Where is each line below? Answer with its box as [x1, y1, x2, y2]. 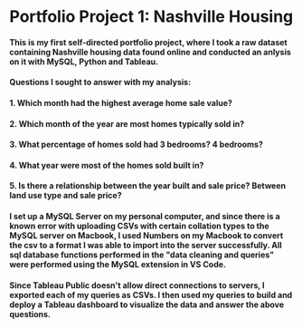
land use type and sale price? [9, 190, 122, 201]
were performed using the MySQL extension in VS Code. [9, 258, 226, 269]
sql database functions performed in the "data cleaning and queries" [9, 249, 274, 260]
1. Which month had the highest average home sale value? [9, 97, 233, 108]
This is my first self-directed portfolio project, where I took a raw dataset [9, 36, 288, 47]
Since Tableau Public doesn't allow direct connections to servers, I [9, 279, 265, 291]
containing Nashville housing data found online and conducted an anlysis [9, 46, 292, 57]
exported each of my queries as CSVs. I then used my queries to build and [9, 289, 293, 300]
